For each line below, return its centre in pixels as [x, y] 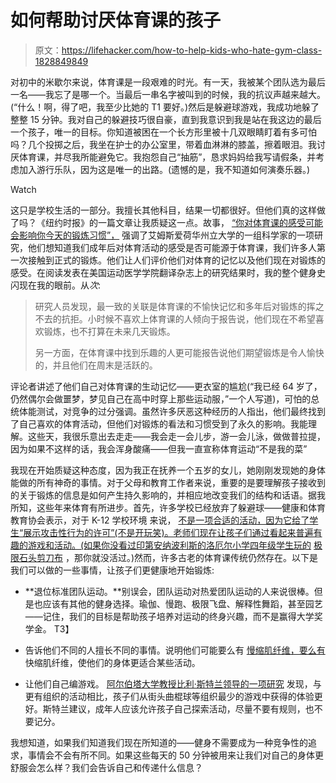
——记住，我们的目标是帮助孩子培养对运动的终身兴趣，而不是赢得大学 [169, 616]
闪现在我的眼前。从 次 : [56, 285]
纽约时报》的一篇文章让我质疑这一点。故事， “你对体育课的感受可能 [184, 222]
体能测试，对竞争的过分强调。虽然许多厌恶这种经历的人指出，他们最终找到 [172, 411]
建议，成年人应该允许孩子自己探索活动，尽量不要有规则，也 [191, 708]
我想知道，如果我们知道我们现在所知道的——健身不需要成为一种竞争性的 [159, 742]
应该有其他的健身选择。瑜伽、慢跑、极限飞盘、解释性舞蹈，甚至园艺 [182, 603]
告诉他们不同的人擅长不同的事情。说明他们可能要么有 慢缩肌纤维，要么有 [175, 650]
